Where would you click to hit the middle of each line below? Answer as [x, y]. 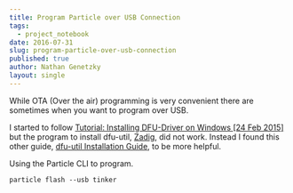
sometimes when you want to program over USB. [99, 110]
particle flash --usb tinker [63, 180]
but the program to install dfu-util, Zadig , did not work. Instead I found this [144, 137]
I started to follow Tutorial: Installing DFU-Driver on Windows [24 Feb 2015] [146, 127]
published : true [39, 59]
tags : [19, 26]
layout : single [37, 76]
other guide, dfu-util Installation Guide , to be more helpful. [115, 146]
